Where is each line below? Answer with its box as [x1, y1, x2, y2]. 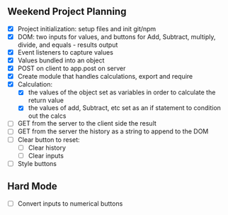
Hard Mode [7, 180, 58, 192]
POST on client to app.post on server [17, 64, 126, 73]
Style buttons [17, 159, 57, 167]
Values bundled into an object [17, 56, 105, 65]
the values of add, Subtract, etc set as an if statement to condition [28, 104, 222, 112]
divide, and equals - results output [17, 40, 118, 49]
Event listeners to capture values [17, 48, 113, 56]
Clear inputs [28, 151, 64, 160]
